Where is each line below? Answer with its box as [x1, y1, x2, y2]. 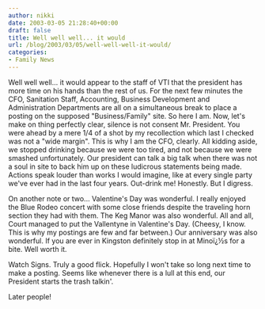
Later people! [8, 292, 51, 301]
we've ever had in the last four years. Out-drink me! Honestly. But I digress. [8, 178, 253, 188]
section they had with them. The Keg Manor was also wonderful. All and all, [8, 211, 254, 220]
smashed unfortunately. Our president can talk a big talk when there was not [8, 153, 258, 162]
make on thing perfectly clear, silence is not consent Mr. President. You [8, 120, 240, 129]
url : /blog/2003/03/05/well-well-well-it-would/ [8, 41, 172, 49]
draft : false [8, 26, 51, 34]
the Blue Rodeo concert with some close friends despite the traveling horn [8, 202, 251, 212]
